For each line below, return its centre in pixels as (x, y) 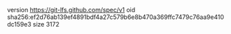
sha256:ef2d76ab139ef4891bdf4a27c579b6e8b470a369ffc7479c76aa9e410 (115, 17)
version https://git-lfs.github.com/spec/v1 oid (71, 10)
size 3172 (46, 24)
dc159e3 (19, 24)
